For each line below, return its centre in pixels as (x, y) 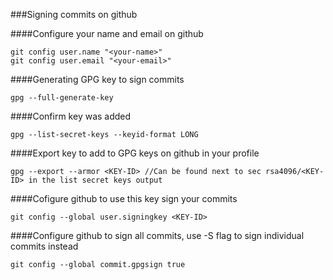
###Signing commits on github (74, 14)
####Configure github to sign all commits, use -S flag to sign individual (157, 235)
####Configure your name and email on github (107, 33)
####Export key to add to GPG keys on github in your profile (135, 153)
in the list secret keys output (95, 180)
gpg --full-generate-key (62, 98)
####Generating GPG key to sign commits (97, 79)
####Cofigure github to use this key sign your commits (124, 198)
